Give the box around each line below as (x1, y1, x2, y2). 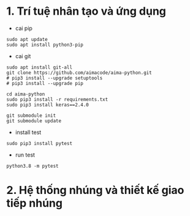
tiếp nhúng (6, 196, 63, 210)
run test (15, 151, 36, 158)
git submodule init (6, 112, 56, 119)
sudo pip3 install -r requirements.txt (6, 96, 108, 102)
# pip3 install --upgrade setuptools (6, 75, 103, 81)
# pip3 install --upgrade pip (6, 80, 84, 86)
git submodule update (6, 117, 62, 124)
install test (15, 128, 42, 136)
